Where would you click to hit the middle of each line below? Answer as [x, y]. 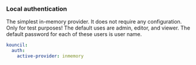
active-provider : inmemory [50, 56]
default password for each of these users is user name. [74, 34]
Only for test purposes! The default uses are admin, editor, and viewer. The [98, 28]
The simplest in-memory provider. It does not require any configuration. [94, 22]
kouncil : [17, 45]
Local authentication [37, 9]
